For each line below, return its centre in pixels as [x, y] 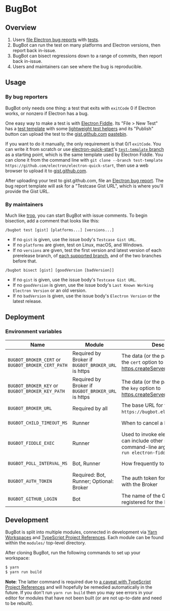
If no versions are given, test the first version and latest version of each [87, 250]
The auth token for [143, 478]
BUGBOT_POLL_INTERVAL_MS [38, 463]
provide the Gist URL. [27, 191]
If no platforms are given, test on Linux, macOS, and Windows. [78, 245]
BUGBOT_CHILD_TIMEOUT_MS [38, 423]
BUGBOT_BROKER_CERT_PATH [38, 365]
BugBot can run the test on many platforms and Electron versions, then [87, 45]
